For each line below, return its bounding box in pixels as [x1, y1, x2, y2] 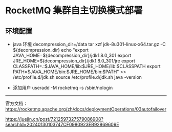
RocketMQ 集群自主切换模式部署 [5, 5, 143, 16]
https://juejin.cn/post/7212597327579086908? [5, 116, 104, 122]
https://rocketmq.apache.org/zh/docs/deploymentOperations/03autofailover [5, 106, 167, 112]
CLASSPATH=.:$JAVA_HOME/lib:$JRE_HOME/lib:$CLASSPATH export [12, 63, 161, 69]
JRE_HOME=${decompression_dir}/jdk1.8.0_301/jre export [12, 58, 136, 64]
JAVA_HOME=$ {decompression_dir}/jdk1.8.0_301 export [12, 52, 132, 58]
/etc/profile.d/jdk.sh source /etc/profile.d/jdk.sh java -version [12, 74, 142, 80]
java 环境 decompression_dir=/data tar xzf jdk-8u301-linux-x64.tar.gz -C [12, 41, 166, 47]
